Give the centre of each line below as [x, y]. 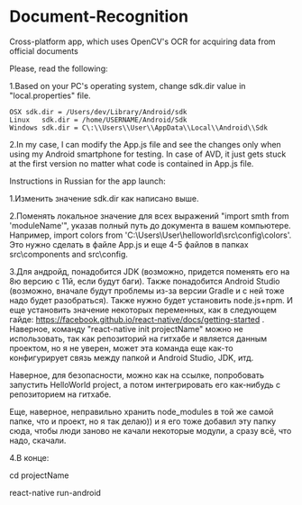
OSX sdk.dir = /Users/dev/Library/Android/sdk [98, 112]
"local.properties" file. [50, 95]
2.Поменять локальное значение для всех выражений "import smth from [150, 216]
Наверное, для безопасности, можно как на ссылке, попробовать [137, 374]
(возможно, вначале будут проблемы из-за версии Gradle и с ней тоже [147, 291]
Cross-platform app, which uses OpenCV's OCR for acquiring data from [143, 41]
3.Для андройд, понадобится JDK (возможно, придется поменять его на [150, 271]
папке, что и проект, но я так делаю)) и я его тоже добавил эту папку [143, 421]
